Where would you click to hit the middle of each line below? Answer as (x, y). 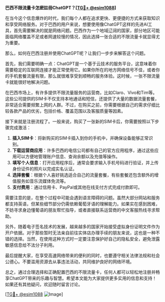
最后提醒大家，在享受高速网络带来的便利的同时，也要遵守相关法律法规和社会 (82, 256)
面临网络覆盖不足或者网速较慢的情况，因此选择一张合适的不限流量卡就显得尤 (82, 37)
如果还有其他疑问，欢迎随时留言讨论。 (44, 284)
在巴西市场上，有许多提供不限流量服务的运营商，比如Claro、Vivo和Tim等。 (81, 92)
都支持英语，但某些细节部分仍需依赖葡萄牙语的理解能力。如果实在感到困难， (82, 204)
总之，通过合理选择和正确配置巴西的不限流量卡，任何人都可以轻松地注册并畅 (82, 272)
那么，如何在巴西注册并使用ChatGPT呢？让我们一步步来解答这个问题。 (77, 53)
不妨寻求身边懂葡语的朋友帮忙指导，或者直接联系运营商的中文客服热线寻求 (80, 210)
